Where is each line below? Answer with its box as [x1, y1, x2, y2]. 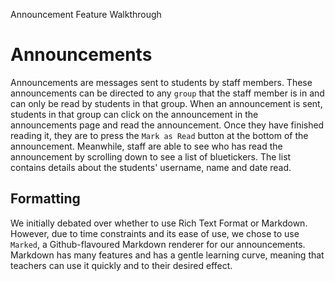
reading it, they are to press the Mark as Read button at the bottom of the [10, 129, 309, 141]
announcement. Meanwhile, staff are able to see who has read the [10, 140, 283, 152]
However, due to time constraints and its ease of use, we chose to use [10, 227, 300, 239]
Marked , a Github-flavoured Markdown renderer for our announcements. [10, 238, 306, 250]
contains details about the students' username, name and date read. [10, 161, 292, 173]
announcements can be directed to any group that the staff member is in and [10, 87, 325, 99]
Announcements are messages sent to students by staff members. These [10, 76, 313, 88]
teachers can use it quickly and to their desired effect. [10, 259, 233, 271]
